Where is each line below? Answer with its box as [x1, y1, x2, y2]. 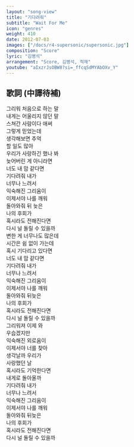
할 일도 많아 [6, 142, 34, 150]
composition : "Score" [6, 48, 60, 54]
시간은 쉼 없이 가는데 [6, 240, 54, 247]
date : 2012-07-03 [6, 37, 49, 42]
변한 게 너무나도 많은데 [6, 232, 59, 239]
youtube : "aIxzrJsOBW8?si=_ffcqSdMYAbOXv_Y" [6, 64, 119, 71]
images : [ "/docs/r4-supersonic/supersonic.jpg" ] [6, 42, 129, 48]
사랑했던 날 [6, 360, 32, 367]
